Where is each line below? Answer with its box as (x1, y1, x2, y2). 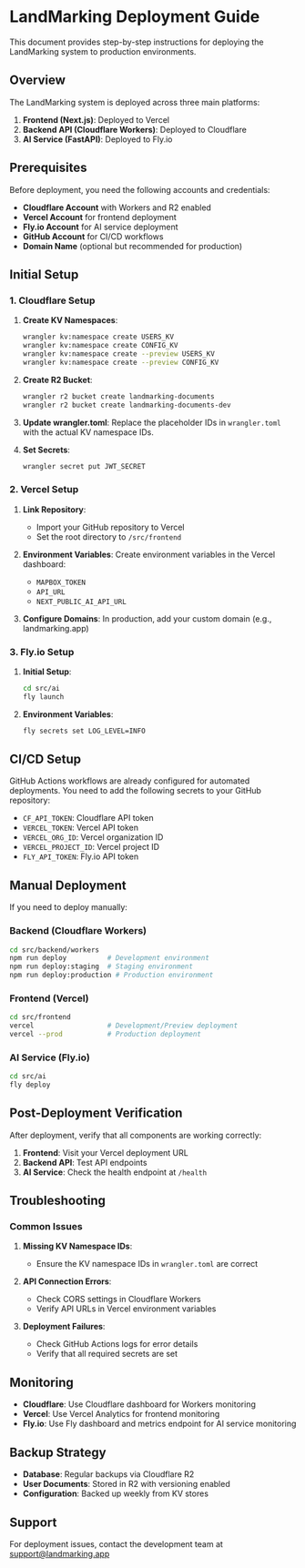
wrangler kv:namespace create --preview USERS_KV (22, 349, 216, 359)
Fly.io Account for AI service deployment (22, 221, 178, 232)
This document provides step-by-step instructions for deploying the (9, 36, 264, 47)
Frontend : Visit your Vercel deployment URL (22, 1147, 188, 1158)
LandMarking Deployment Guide (9, 6, 260, 27)
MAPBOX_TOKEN (36, 578, 86, 587)
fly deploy (9, 1080, 51, 1089)
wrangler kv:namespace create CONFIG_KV (22, 341, 178, 350)
